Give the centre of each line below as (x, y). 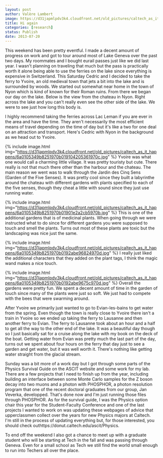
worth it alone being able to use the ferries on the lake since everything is (78, 71)
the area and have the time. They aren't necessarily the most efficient (74, 121)
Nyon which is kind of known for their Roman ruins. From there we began (78, 91)
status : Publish (21, 32)
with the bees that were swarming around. (47, 298)
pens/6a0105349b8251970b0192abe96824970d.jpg (57, 253)
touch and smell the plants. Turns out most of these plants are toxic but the (80, 228)
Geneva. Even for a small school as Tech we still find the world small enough (81, 445)
